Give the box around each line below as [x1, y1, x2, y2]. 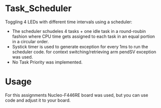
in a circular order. [12, 38, 49, 44]
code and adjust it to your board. [5, 97, 71, 103]
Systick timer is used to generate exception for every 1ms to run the [12, 44, 148, 49]
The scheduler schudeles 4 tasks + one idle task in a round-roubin [12, 28, 146, 34]
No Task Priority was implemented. [12, 59, 83, 65]
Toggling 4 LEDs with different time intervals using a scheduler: [5, 19, 133, 25]
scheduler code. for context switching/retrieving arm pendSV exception [12, 49, 157, 55]
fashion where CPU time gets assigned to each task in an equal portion [12, 33, 155, 39]
